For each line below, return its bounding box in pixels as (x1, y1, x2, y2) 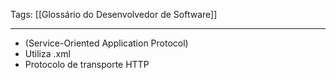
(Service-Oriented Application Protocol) (24, 37, 189, 49)
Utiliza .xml (24, 48, 71, 59)
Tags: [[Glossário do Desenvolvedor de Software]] (10, 9, 218, 20)
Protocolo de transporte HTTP (24, 59, 150, 70)
